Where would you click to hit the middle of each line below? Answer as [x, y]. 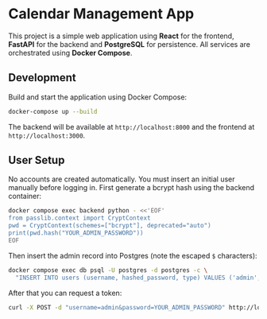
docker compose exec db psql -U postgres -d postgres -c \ [108, 270]
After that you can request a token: [65, 293]
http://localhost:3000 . [47, 135]
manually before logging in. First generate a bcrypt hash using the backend [132, 188]
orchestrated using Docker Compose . [70, 53]
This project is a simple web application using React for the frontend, [121, 36]
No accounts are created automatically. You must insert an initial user [122, 179]
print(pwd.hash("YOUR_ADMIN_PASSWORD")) [76, 233]
